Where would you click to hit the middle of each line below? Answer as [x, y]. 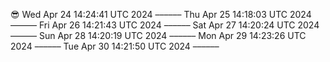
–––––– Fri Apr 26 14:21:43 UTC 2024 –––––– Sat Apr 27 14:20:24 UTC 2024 [165, 25]
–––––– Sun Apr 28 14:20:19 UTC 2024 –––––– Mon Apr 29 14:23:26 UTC [158, 35]
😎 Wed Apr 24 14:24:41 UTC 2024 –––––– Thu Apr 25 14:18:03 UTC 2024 [161, 14]
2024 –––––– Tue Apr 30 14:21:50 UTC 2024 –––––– [115, 46]
